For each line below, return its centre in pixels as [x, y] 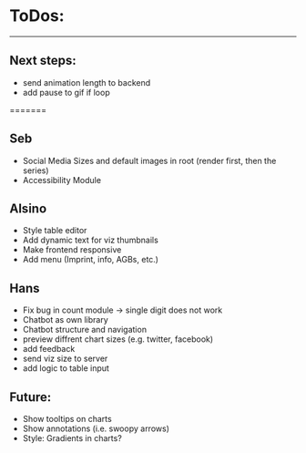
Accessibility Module [62, 180]
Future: [31, 397]
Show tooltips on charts [67, 419]
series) [36, 170]
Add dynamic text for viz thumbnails [91, 240]
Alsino [28, 208]
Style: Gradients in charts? [72, 438]
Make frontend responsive [72, 250]
